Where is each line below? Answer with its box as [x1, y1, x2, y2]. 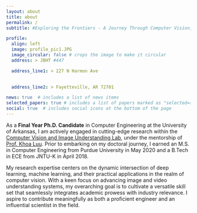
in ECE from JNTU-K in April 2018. [6, 153, 89, 160]
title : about [6, 14, 38, 20]
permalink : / [6, 19, 38, 25]
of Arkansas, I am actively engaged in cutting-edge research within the [6, 127, 178, 135]
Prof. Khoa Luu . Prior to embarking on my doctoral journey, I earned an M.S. [6, 140, 189, 147]
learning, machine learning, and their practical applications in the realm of [6, 170, 185, 177]
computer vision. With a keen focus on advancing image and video [6, 177, 167, 184]
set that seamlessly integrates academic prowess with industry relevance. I [6, 189, 188, 196]
